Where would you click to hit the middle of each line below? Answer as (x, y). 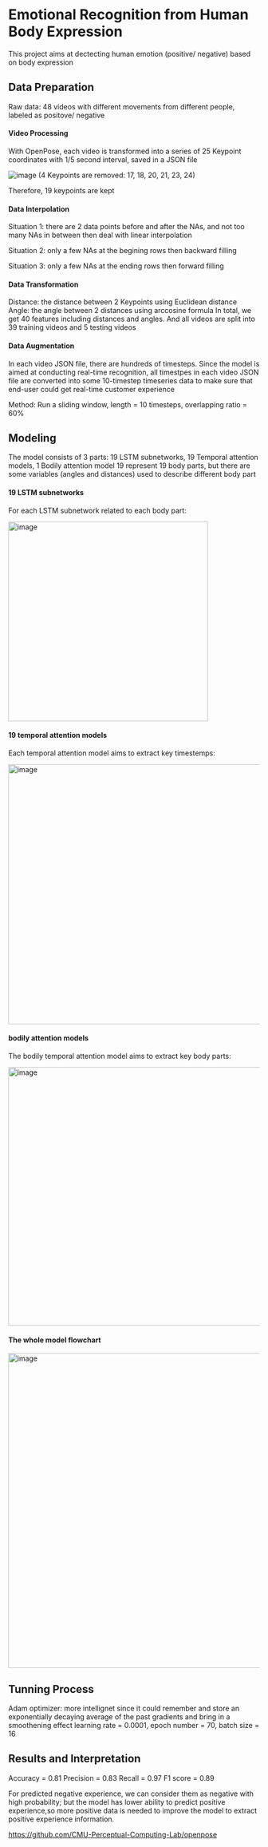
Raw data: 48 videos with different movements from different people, (122, 106)
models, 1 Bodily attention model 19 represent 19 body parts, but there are (129, 466)
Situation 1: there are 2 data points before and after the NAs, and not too (126, 227)
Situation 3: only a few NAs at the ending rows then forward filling (116, 266)
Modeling (32, 438)
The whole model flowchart (55, 1340)
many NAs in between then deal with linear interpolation (100, 235)
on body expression (41, 62)
